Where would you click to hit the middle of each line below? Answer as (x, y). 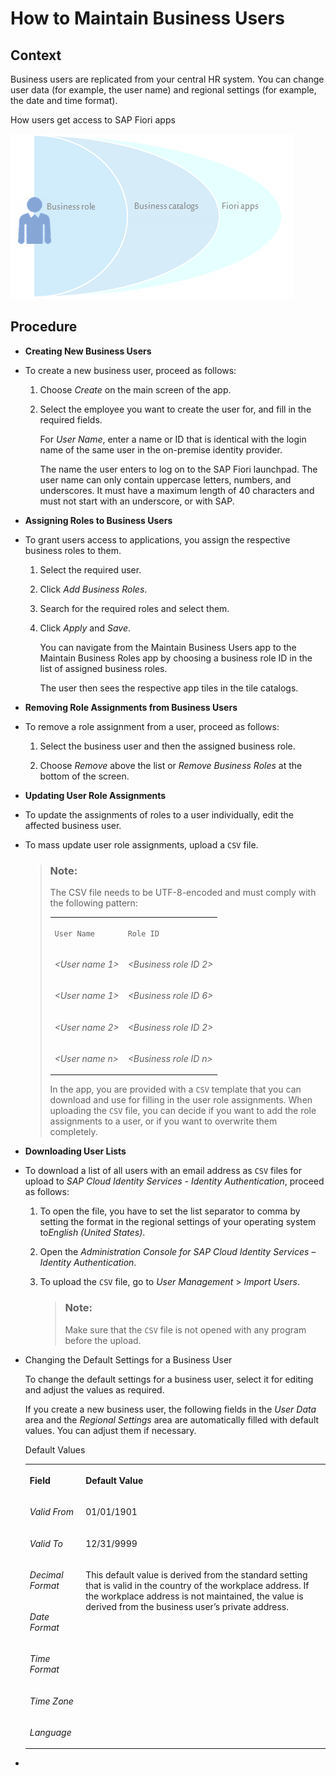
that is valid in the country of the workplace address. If (197, 1585)
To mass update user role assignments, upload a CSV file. (141, 844)
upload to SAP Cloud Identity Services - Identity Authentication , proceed (174, 1181)
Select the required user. (90, 569)
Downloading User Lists (75, 1151)
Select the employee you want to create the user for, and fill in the (175, 409)
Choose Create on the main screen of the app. (135, 389)
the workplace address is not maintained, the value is (194, 1596)
